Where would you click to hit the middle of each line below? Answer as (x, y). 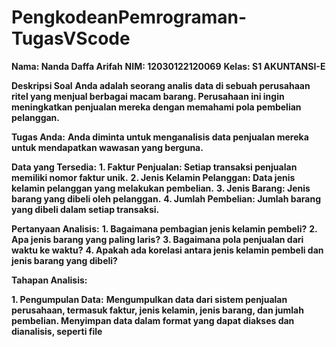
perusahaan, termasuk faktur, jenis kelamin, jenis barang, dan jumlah (157, 310)
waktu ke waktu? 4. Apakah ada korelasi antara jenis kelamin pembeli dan (167, 250)
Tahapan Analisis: (49, 280)
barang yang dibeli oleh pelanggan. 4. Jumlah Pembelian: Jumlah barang (166, 198)
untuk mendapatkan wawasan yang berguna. (107, 147)
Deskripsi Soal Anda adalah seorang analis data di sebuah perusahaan (161, 85)
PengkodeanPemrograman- (129, 17)
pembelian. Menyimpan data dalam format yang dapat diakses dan (153, 320)
